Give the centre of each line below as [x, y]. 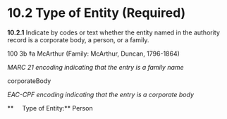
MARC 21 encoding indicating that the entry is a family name [96, 67]
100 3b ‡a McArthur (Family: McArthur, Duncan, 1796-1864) [93, 54]
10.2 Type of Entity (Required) [97, 13]
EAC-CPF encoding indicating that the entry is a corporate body [101, 94]
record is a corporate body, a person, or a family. [78, 39]
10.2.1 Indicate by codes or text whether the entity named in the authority [114, 32]
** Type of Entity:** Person [50, 108]
